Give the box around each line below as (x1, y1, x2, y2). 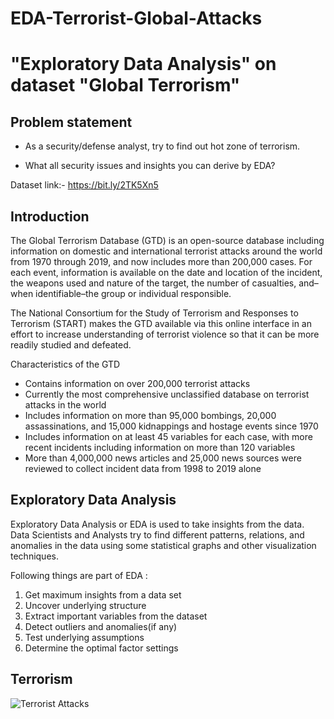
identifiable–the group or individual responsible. (35, 288, 232, 299)
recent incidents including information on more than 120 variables (24, 442, 296, 453)
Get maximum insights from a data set (24, 588, 182, 601)
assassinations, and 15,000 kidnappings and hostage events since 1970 (24, 420, 319, 432)
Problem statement (10, 113, 133, 131)
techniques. (10, 550, 59, 562)
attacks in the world (24, 399, 107, 411)
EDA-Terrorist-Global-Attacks (10, 7, 263, 30)
